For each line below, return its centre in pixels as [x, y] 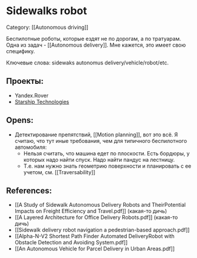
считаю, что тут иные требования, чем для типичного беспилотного [101, 141]
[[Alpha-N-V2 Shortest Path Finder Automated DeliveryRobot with [95, 236]
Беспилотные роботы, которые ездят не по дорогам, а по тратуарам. [94, 38]
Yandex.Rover [32, 95]
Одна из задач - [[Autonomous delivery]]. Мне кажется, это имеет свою [96, 45]
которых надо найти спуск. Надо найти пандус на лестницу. [99, 159]
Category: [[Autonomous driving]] [47, 27]
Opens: [20, 120]
